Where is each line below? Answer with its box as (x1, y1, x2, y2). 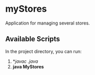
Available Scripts (5, 35, 60, 43)
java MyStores (12, 63, 44, 69)
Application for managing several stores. (5, 20, 90, 26)
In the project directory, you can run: (5, 48, 82, 54)
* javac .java (12, 58, 38, 64)
